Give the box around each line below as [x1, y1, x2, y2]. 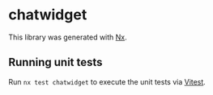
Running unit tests [8, 56, 103, 69]
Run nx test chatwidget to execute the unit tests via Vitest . [8, 76, 207, 86]
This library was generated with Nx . [8, 32, 127, 42]
